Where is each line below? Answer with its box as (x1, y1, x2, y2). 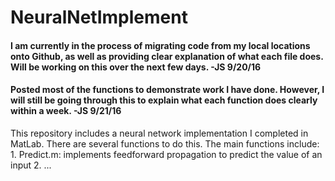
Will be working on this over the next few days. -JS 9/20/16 (10, 61, 262, 73)
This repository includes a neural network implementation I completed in (10, 127, 309, 139)
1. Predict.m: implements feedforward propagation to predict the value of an (10, 148, 323, 160)
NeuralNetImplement (10, 6, 188, 29)
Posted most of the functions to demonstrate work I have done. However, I (10, 84, 325, 96)
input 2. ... (10, 159, 52, 171)
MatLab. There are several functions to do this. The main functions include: (10, 137, 320, 150)
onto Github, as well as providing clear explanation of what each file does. (10, 50, 324, 62)
